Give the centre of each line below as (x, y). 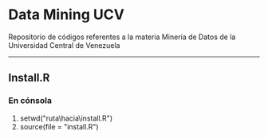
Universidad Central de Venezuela (64, 45)
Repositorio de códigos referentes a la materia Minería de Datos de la (122, 37)
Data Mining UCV (67, 15)
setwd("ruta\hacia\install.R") (66, 118)
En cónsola (30, 101)
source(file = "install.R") (59, 126)
